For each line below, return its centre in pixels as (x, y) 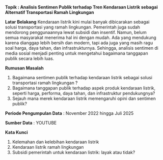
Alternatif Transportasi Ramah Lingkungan (50, 12)
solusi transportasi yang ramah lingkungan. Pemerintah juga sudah (73, 27)
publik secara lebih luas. (30, 58)
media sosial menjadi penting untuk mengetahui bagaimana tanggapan (77, 53)
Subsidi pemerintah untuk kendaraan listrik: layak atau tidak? (74, 152)
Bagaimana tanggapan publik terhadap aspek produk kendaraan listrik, (84, 88)
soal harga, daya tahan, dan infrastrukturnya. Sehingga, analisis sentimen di (82, 48)
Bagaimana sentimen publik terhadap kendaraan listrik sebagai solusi (82, 78)
